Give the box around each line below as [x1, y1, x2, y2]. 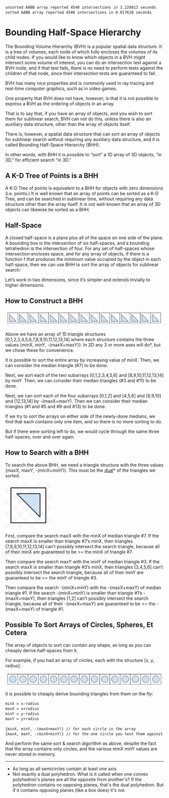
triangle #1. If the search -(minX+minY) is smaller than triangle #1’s [5, 590, 142, 596]
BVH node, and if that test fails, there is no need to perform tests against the [5, 65, 163, 71]
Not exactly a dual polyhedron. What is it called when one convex [12, 771, 148, 777]
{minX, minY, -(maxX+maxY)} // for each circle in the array [5, 727, 136, 732]
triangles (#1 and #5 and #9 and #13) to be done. [5, 403, 107, 409]
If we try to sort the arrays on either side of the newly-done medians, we [5, 413, 155, 419]
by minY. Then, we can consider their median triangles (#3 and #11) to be [5, 377, 156, 383]
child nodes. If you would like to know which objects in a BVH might [5, 54, 145, 60]
